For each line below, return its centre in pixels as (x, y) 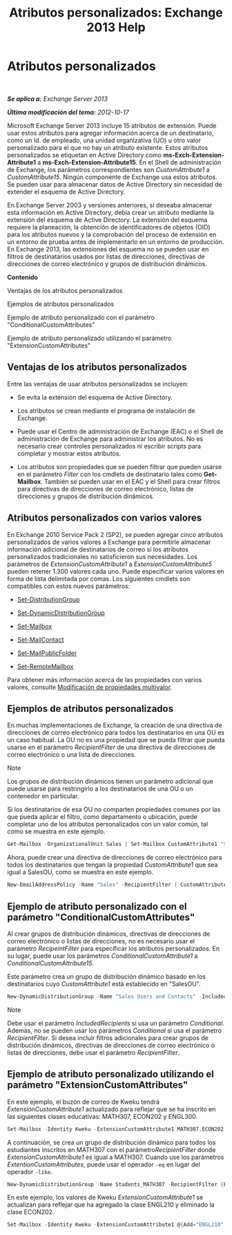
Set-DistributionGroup (49, 599)
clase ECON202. (31, 1212)
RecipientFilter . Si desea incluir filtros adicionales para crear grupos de (108, 1037)
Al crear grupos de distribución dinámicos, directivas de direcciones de (109, 934)
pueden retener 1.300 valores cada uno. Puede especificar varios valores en (116, 571)
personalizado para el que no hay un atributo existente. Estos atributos (108, 147)
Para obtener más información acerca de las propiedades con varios (105, 679)
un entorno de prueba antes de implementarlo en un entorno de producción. (116, 242)
